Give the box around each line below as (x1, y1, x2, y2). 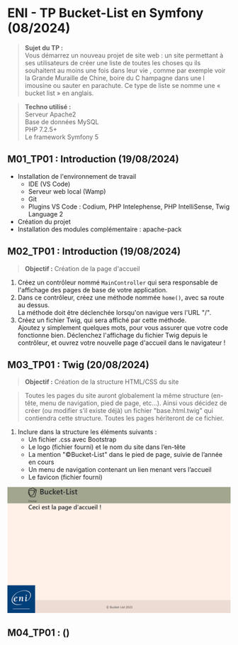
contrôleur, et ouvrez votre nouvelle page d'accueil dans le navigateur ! (17, 338, 226, 347)
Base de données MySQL (24, 117, 99, 126)
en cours (28, 458, 55, 466)
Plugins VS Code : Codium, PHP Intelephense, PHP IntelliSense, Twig (28, 202, 230, 211)
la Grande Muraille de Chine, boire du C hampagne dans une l (24, 73, 205, 82)
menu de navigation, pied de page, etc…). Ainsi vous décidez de (39, 399, 227, 407)
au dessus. (17, 300, 50, 309)
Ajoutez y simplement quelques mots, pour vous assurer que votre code (17, 323, 229, 331)
